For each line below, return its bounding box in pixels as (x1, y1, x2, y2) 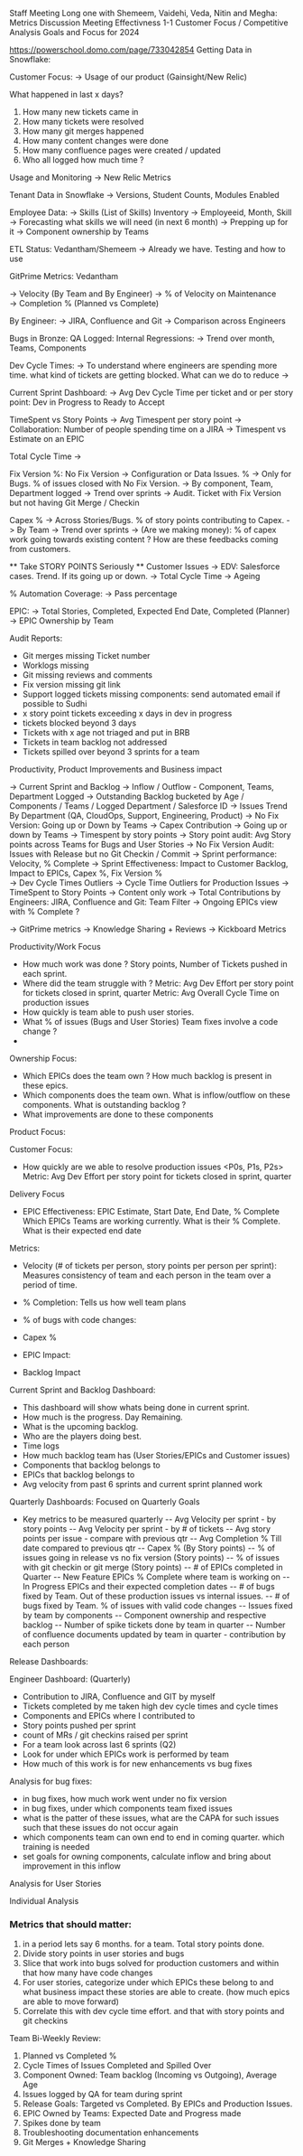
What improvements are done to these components (22, 1109, 214, 1120)
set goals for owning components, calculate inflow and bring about (22, 1851, 271, 1861)
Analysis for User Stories (9, 1879, 102, 1889)
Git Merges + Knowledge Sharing (22, 2137, 147, 2148)
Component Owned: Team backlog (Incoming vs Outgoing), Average (22, 2069, 278, 2081)
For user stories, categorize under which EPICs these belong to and (22, 1977, 274, 1988)
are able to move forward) (22, 1996, 120, 2007)
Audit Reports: (9, 633, 63, 643)
